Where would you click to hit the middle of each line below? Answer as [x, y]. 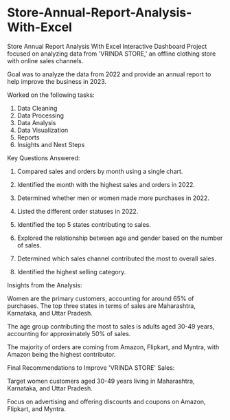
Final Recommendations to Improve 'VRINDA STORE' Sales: [91, 367]
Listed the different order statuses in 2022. [78, 211]
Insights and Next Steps [51, 144]
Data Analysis [36, 122]
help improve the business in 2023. [57, 81]
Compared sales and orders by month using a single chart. [100, 171]
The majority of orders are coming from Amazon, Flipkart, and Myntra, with [113, 347]
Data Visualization [43, 130]
